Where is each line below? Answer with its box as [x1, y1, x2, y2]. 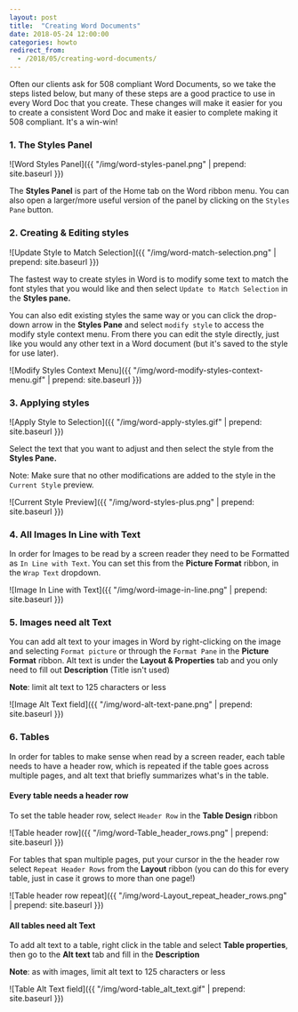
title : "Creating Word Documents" [9, 21, 141, 30]
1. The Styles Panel [9, 139, 93, 151]
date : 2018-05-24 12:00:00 [9, 29, 109, 38]
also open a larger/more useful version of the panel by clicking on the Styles [9, 195, 290, 205]
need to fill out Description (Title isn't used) [9, 664, 171, 676]
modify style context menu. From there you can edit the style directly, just [9, 328, 280, 339]
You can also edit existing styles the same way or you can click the [9, 309, 254, 320]
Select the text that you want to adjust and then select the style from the [9, 443, 274, 454]
